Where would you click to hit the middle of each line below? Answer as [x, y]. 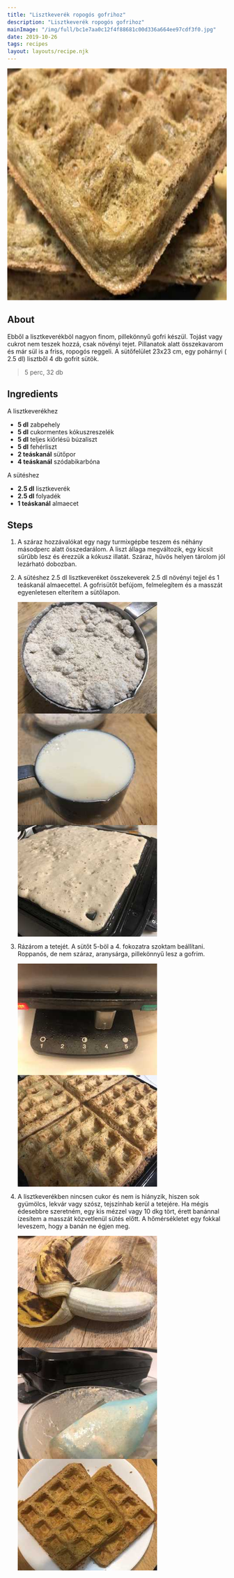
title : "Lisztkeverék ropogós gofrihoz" [67, 15]
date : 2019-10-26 [32, 37]
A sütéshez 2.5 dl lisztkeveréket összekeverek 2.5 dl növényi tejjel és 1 [118, 578]
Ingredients [33, 394]
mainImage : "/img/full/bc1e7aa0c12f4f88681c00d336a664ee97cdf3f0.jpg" [112, 29]
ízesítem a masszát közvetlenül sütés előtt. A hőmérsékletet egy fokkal [119, 1219]
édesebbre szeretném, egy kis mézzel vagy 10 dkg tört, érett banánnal [118, 1211]
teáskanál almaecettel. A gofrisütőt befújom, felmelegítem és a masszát [120, 585]
